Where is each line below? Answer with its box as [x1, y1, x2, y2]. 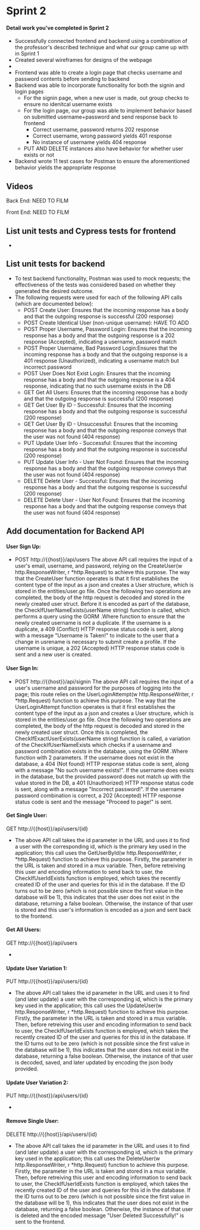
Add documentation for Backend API [6, 526, 145, 537]
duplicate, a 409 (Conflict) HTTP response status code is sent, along [14, 625, 183, 633]
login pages [14, 88, 44, 95]
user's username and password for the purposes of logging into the [14, 684, 182, 692]
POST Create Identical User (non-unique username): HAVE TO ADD [23, 319, 189, 326]
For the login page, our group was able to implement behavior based [23, 107, 192, 114]
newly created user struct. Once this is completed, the [14, 728, 148, 736]
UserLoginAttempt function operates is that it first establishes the [14, 703, 176, 710]
